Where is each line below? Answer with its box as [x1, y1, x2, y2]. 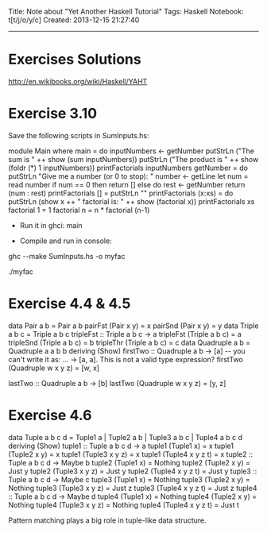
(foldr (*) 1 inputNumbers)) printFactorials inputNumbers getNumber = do [8, 163, 249, 172]
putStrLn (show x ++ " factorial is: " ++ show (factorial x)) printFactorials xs [8, 196, 255, 206]
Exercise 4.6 [8, 407, 92, 424]
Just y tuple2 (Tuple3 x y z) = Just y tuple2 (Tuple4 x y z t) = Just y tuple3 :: [8, 466, 257, 476]
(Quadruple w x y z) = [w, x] [8, 363, 100, 373]
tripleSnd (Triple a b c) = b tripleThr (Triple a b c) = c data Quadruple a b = [8, 338, 251, 347]
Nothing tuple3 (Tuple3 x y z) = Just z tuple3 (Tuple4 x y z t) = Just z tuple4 [8, 483, 257, 492]
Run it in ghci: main [19, 220, 83, 230]
